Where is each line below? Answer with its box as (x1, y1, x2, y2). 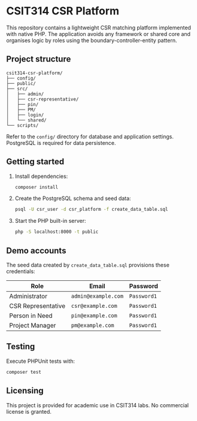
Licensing (6, 386, 44, 396)
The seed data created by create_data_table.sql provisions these (6, 262, 169, 268)
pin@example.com (71, 313, 118, 319)
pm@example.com (71, 322, 115, 329)
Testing (6, 341, 35, 352)
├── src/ (6, 86, 28, 92)
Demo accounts (6, 246, 66, 256)
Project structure (6, 54, 71, 64)
